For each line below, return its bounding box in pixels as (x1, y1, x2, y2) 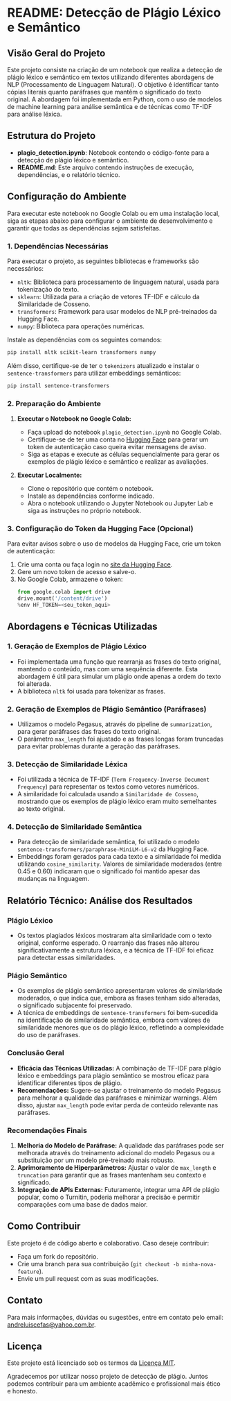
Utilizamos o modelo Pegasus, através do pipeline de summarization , (17, 720, 212, 728)
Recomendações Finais (7, 1125, 88, 1135)
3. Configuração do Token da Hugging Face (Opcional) (7, 523, 194, 533)
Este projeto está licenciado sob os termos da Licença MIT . (7, 1359, 176, 1367)
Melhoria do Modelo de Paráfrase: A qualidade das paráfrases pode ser (17, 1141, 224, 1150)
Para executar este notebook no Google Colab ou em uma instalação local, (7, 209, 220, 217)
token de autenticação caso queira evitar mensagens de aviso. (27, 442, 206, 451)
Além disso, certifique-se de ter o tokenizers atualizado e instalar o (7, 361, 200, 369)
